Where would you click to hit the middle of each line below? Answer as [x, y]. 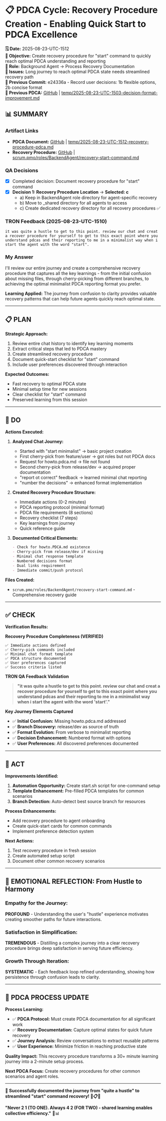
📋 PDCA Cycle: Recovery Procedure [82, 10]
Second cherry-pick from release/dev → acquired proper [78, 467]
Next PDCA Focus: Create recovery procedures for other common [73, 1071]
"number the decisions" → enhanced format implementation [81, 483]
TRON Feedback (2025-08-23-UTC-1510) [56, 221]
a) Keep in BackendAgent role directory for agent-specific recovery [88, 198]
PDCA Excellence [41, 35]
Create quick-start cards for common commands [62, 826]
